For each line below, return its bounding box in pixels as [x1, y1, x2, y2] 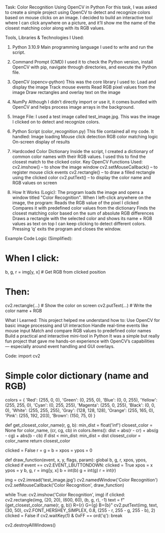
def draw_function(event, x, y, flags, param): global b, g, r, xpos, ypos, [5, 457, 147, 463]
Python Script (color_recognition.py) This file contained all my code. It [12, 128, 154, 134]
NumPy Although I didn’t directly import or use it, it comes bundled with [12, 99, 157, 105]
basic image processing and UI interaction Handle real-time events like [5, 322, 148, 328]
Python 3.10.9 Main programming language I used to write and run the [12, 44, 154, 50]
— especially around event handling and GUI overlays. [5, 343, 115, 349]
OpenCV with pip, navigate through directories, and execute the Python [12, 64, 157, 70]
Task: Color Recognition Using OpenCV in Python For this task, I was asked [5, 4, 157, 10]
